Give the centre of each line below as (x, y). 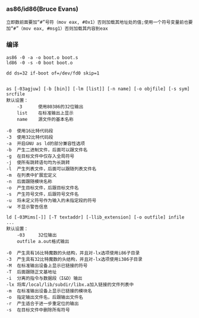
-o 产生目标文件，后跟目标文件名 (42, 188)
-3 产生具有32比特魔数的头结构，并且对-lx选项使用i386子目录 (74, 259)
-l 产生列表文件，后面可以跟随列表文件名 (51, 169)
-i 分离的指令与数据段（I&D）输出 (44, 278)
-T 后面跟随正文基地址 (31, 272)
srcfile (16, 94)
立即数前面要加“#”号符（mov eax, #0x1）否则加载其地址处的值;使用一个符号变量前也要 (99, 23)
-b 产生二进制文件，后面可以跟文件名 (47, 150)
